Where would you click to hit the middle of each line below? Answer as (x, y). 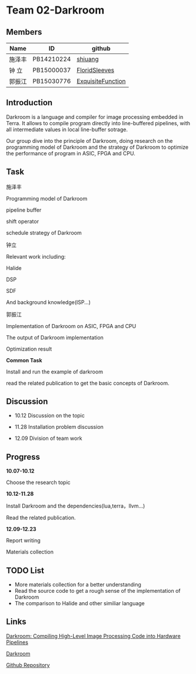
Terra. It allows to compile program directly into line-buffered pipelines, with (98, 123)
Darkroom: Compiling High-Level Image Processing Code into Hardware (93, 636)
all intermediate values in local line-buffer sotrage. (67, 129)
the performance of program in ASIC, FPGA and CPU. (71, 153)
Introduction (29, 103)
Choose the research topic (38, 482)
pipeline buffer (24, 210)
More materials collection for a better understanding (78, 585)
